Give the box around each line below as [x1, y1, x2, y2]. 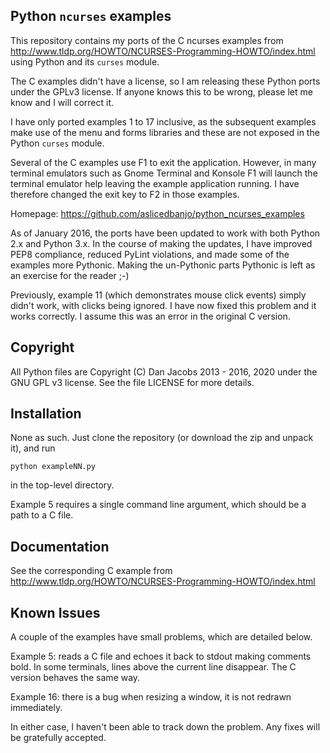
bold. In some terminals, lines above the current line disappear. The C [10, 661, 297, 673]
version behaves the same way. [10, 672, 141, 684]
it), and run [10, 442, 56, 454]
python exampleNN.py [10, 462, 97, 472]
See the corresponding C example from [10, 565, 173, 577]
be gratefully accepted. [10, 732, 107, 744]
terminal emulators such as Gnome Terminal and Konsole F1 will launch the [10, 167, 318, 179]
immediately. [10, 702, 63, 714]
